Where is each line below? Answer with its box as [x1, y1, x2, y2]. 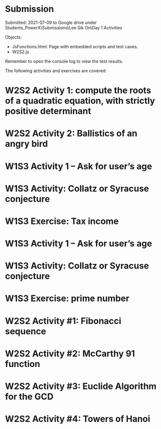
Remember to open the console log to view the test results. [5, 58, 124, 64]
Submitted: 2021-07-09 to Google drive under [5, 20, 97, 25]
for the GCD [5, 391, 54, 402]
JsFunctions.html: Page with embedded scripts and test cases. [12, 43, 138, 49]
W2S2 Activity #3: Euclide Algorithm [5, 381, 157, 391]
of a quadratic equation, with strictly [5, 95, 155, 106]
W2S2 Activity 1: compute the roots [5, 85, 152, 96]
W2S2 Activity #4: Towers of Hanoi [5, 413, 151, 425]
